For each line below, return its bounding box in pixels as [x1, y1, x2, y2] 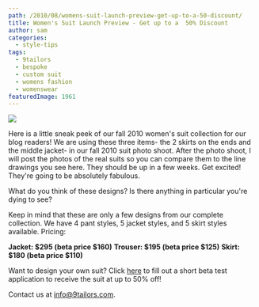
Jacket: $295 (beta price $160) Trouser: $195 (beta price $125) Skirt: [8, 242, 240, 252]
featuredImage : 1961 [8, 93, 77, 100]
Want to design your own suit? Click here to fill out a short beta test [8, 266, 227, 275]
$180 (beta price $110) [8, 251, 83, 260]
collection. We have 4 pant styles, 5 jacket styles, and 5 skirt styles [8, 218, 227, 228]
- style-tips [15, 41, 59, 49]
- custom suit [15, 70, 62, 78]
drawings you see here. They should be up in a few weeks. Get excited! [8, 163, 242, 172]
